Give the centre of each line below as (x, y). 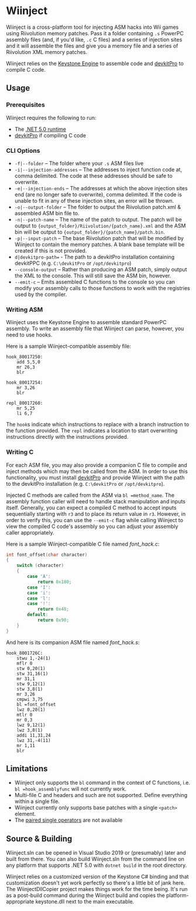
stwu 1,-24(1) (34, 658)
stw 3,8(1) (30, 689)
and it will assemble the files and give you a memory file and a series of (92, 46)
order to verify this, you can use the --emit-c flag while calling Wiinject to (94, 520)
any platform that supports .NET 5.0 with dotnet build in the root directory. (97, 865)
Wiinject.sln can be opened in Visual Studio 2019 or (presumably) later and (96, 853)
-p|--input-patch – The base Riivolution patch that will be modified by (99, 238)
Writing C (20, 452)
